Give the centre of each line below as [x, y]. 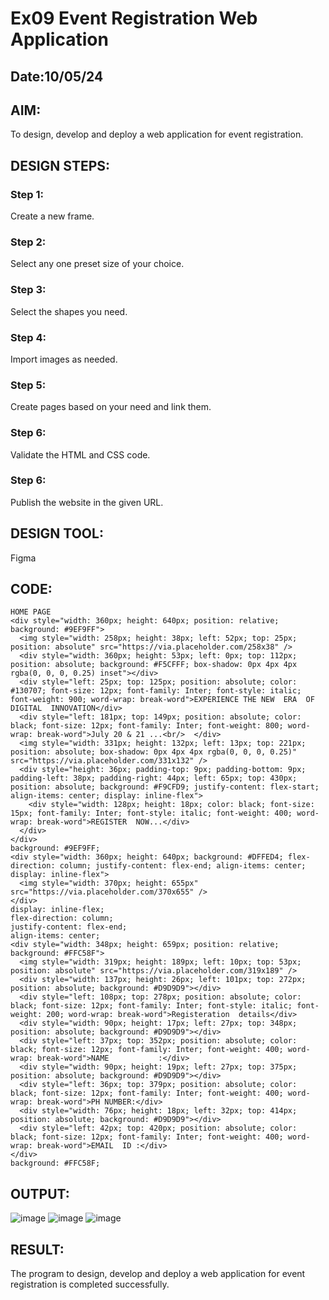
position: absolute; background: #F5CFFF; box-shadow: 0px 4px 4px [154, 665]
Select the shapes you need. [69, 311]
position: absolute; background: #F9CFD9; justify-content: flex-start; [165, 787]
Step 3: [28, 290]
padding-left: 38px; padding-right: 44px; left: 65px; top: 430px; [154, 778]
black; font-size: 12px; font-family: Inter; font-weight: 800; [147, 726]
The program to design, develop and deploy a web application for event [158, 1274]
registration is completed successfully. [90, 1284]
